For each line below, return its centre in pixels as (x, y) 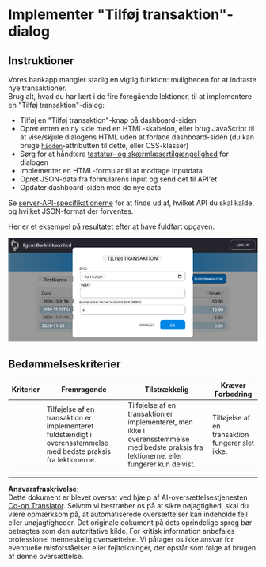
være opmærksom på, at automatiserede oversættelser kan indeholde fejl (128, 514)
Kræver (233, 385)
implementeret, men (160, 422)
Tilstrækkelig (167, 390)
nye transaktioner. (38, 88)
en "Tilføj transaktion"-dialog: (56, 105)
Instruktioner (41, 61)
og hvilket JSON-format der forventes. (71, 211)
